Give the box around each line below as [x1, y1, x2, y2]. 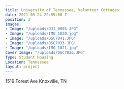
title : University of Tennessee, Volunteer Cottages [5, 7, 119, 13]
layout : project [5, 64, 40, 69]
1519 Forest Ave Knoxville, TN [5, 78, 67, 84]
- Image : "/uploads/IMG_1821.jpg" [5, 45, 79, 50]
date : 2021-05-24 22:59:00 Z [5, 12, 67, 17]
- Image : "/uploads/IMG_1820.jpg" [5, 31, 79, 36]
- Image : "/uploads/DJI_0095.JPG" [5, 26, 79, 32]
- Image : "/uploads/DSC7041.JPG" [5, 36, 76, 41]
